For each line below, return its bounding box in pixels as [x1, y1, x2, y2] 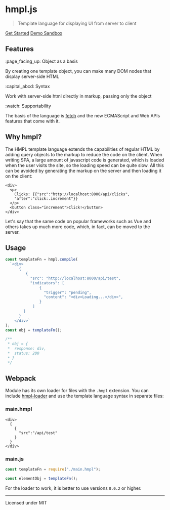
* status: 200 [7, 351, 39, 356]
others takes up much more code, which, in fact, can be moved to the [5, 224, 150, 230]
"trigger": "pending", [44, 290, 92, 295]
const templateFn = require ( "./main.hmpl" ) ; [5, 467, 101, 472]
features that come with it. [5, 118, 60, 124]
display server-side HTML [5, 73, 60, 79]
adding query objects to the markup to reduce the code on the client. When [5, 151, 163, 157]
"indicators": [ [30, 280, 65, 285]
